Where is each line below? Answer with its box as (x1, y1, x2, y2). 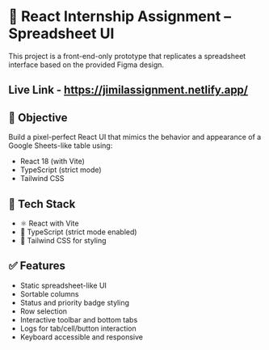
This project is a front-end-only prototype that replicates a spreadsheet (8, 51, 246, 61)
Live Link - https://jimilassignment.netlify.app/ (8, 83, 249, 97)
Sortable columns (19, 289, 79, 298)
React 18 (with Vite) (19, 157, 85, 167)
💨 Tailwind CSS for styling (19, 235, 107, 245)
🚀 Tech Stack (8, 197, 76, 211)
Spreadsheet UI (8, 24, 115, 43)
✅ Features (8, 259, 66, 273)
